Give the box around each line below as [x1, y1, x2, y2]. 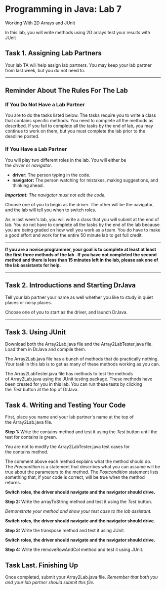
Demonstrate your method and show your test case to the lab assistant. [5, 508, 152, 514]
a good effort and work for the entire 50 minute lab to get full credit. [5, 232, 143, 238]
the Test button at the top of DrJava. [5, 387, 79, 393]
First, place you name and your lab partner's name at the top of [5, 414, 134, 420]
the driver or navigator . [5, 162, 53, 168]
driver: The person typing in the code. [12, 172, 90, 178]
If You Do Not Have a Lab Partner [5, 101, 85, 108]
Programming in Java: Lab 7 [5, 3, 122, 15]
